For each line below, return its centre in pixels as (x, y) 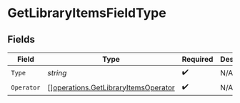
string (57, 72)
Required (197, 59)
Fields (21, 39)
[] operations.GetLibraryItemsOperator (111, 87)
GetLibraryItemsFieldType (87, 13)
